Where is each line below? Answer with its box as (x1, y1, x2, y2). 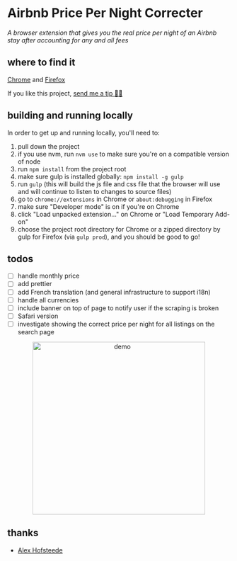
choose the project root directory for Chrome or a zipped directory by (17, 225, 221, 233)
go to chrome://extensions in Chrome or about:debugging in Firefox (17, 195, 213, 203)
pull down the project (17, 142, 80, 150)
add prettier (17, 280, 52, 288)
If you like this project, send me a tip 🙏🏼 (7, 89, 123, 97)
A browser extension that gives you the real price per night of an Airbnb (7, 28, 217, 37)
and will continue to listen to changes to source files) (17, 187, 172, 195)
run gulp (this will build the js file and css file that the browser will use (17, 179, 221, 188)
